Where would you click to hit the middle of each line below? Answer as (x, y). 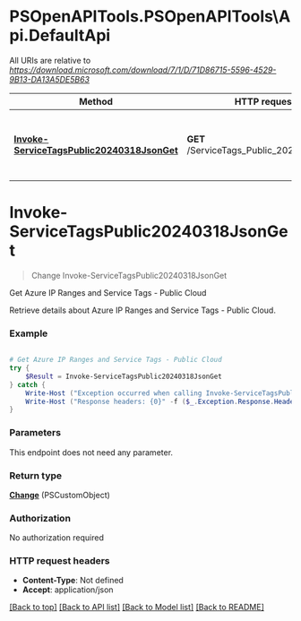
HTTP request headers (60, 561)
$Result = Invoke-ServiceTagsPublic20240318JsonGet (124, 376)
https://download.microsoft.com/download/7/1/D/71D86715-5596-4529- (143, 70)
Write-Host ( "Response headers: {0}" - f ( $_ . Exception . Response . (150, 401)
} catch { (28, 384)
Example (29, 333)
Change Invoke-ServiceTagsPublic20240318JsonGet (129, 275)
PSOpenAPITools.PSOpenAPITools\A (150, 17)
